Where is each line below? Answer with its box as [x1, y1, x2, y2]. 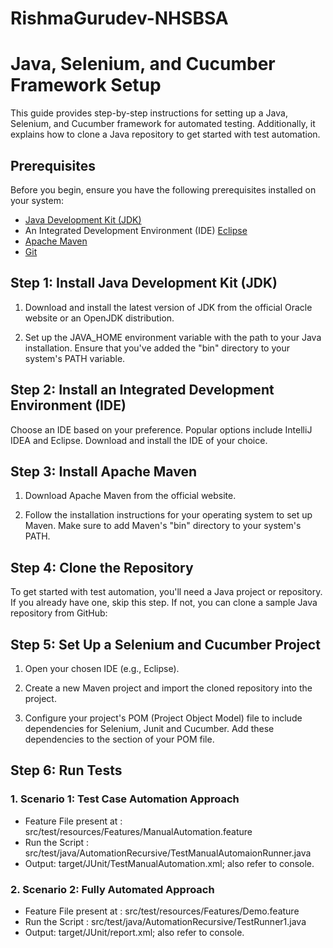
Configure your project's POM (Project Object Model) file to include [24, 712, 303, 724]
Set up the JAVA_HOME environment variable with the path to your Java [24, 331, 322, 343]
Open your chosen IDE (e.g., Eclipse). [24, 663, 180, 674]
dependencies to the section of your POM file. [24, 733, 215, 745]
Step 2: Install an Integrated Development [10, 382, 275, 399]
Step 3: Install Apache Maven [10, 463, 197, 480]
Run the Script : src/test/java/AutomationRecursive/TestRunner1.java [24, 915, 307, 927]
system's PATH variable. [24, 352, 126, 364]
